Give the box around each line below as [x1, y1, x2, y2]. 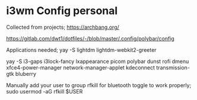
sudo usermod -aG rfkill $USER [6, 88, 83, 95]
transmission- [156, 64, 190, 71]
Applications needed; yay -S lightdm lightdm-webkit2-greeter [6, 46, 157, 54]
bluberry [15, 70, 37, 77]
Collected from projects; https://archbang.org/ [6, 24, 120, 31]
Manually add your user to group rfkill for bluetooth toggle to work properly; [6, 81, 192, 89]
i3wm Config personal [6, 4, 118, 18]
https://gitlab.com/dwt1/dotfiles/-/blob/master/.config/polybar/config [6, 35, 175, 42]
